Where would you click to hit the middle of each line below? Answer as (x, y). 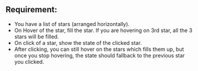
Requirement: (32, 10)
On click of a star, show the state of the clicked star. (78, 43)
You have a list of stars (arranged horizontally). (72, 24)
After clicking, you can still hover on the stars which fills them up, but (99, 49)
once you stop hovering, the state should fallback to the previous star (100, 55)
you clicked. (29, 62)
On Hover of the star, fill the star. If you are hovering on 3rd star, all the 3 (103, 30)
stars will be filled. (36, 36)
